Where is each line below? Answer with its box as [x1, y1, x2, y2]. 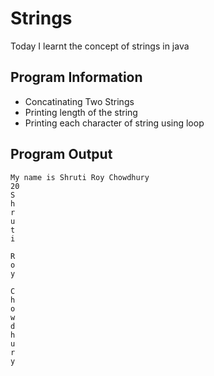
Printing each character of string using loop [24, 117, 205, 129]
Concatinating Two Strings [24, 95, 135, 107]
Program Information [10, 69, 143, 86]
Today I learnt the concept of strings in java [10, 40, 190, 52]
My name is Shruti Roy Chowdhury [10, 172, 150, 182]
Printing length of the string [24, 106, 138, 118]
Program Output [10, 146, 113, 163]
